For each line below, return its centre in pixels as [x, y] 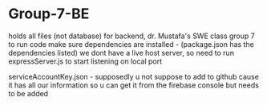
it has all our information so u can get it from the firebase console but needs [133, 85]
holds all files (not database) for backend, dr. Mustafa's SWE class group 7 [131, 36]
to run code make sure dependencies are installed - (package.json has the [131, 44]
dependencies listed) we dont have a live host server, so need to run [121, 52]
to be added [28, 93]
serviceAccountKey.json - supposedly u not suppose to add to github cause [133, 76]
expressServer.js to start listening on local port [85, 61]
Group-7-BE [49, 14]
